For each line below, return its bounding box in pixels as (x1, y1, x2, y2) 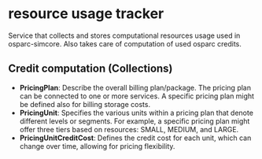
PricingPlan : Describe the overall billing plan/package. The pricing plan (19, 83, 252, 92)
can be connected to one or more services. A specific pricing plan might (19, 91, 254, 101)
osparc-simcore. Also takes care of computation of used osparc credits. (8, 39, 242, 48)
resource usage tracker (8, 5, 164, 23)
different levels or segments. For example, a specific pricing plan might (19, 116, 250, 126)
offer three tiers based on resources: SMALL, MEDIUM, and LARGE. (19, 124, 239, 134)
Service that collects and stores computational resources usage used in (8, 31, 241, 40)
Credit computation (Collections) (8, 62, 173, 76)
